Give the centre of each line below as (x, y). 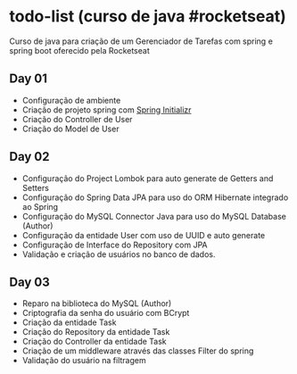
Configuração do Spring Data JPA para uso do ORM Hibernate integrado (155, 197)
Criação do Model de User (70, 129)
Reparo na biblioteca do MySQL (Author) (97, 303)
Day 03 (30, 282)
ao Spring (40, 206)
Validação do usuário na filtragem (84, 361)
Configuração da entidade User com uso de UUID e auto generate (144, 235)
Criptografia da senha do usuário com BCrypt (106, 313)
